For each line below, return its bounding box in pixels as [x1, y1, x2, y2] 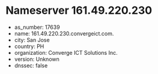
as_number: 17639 [14, 23, 61, 31]
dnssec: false [14, 61, 48, 69]
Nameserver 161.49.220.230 [5, 4, 153, 17]
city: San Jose [14, 36, 50, 43]
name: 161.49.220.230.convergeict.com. [14, 29, 114, 37]
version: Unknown [14, 55, 59, 63]
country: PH [14, 43, 44, 50]
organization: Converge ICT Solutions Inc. [14, 49, 118, 56]
